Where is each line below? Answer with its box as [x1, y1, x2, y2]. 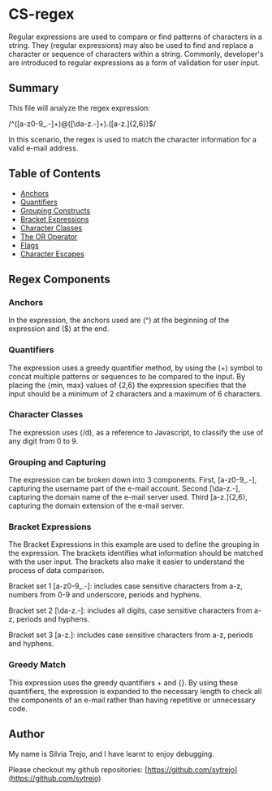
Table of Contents [8, 167, 101, 181]
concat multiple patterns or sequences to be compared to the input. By [8, 371, 246, 381]
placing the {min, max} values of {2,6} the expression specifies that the [8, 380, 247, 390]
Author [8, 728, 45, 741]
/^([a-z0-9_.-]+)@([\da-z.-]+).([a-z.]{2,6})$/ [8, 119, 157, 129]
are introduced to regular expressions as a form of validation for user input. [8, 58, 260, 68]
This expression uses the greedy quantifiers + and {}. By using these [8, 677, 239, 688]
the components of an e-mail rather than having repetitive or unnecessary [8, 695, 256, 705]
